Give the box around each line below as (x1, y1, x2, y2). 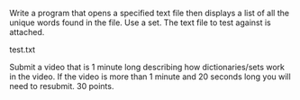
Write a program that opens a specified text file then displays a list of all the (9, 8, 290, 18)
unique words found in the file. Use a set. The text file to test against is (9, 17, 272, 28)
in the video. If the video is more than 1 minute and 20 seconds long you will (9, 71, 291, 82)
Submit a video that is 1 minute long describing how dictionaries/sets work (9, 62, 286, 72)
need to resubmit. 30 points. (9, 81, 114, 91)
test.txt (9, 44, 36, 55)
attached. (9, 27, 45, 37)
